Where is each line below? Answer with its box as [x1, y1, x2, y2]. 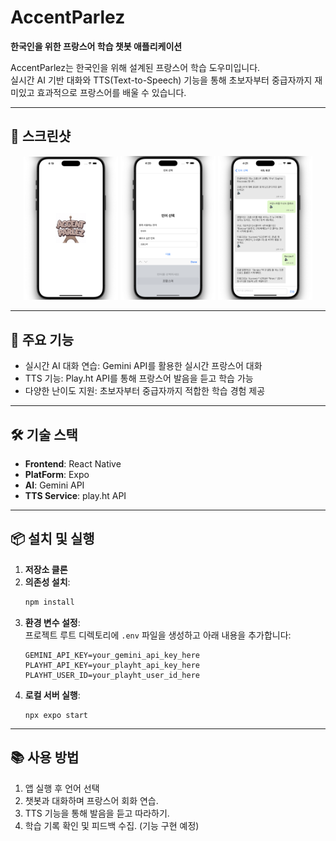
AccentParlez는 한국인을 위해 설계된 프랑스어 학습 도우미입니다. [10, 61, 261, 73]
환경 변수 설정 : [24, 616, 81, 628]
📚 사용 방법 [10, 749, 80, 766]
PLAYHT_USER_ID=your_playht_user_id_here [24, 670, 200, 680]
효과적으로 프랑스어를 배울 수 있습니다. [36, 86, 187, 98]
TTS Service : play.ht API [24, 490, 127, 502]
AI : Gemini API [24, 479, 85, 491]
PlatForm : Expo [24, 469, 90, 481]
